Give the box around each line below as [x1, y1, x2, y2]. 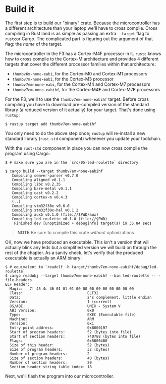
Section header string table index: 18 [9, 364, 92, 369]
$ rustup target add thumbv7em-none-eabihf [5, 122, 97, 127]
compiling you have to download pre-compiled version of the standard [5, 101, 149, 107]
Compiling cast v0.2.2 [11, 190, 58, 195]
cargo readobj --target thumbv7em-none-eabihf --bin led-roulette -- [9, 273, 156, 278]
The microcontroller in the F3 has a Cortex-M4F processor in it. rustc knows [5, 51, 161, 57]
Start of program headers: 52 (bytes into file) [9, 329, 132, 334]
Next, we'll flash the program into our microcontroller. [5, 373, 114, 379]
